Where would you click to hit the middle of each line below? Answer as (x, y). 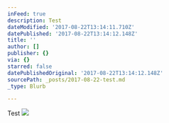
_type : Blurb (27, 86)
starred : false (30, 66)
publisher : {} (28, 54)
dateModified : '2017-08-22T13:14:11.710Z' (71, 27)
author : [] (23, 47)
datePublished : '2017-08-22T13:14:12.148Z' (73, 34)
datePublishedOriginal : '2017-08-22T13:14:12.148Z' (85, 73)
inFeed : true (27, 14)
